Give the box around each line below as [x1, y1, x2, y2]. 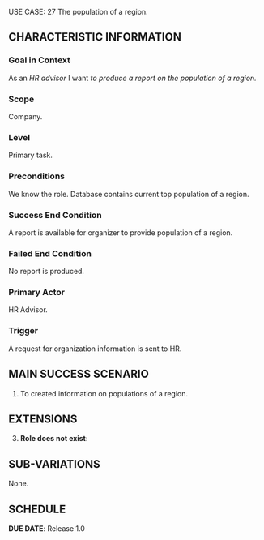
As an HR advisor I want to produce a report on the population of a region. [8, 73, 257, 83]
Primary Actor [8, 287, 65, 298]
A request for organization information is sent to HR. [8, 344, 182, 354]
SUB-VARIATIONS [8, 457, 100, 471]
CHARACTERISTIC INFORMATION [8, 30, 182, 44]
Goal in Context [8, 54, 71, 66]
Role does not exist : [19, 434, 88, 444]
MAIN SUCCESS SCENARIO [8, 367, 150, 381]
